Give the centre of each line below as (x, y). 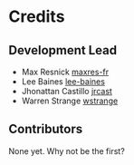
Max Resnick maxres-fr (65, 72)
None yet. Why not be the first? (67, 150)
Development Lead (63, 50)
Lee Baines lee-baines (63, 82)
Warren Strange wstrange (70, 101)
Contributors (46, 129)
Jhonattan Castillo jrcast (67, 91)
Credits (37, 17)
